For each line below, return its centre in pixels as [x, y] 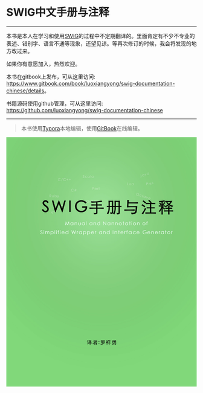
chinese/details [25, 91]
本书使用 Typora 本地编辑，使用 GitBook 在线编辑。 [82, 128]
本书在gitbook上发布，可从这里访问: [51, 77]
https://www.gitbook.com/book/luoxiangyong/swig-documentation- [91, 83]
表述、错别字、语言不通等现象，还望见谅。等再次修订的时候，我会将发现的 [99, 43]
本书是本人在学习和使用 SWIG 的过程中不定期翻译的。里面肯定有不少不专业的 [101, 36]
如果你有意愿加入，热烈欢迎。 [43, 63]
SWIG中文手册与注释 [58, 12]
